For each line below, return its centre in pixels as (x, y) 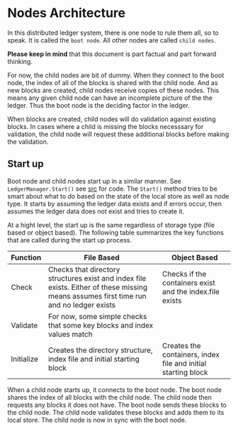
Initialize (25, 359)
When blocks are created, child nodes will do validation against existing (112, 119)
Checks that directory (84, 269)
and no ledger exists (82, 305)
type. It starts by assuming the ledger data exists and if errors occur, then (114, 203)
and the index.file (191, 291)
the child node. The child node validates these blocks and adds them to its (116, 412)
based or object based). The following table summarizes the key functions (116, 233)
